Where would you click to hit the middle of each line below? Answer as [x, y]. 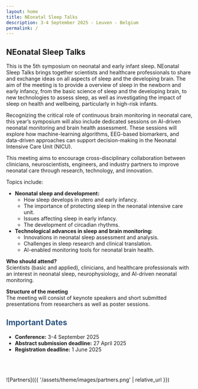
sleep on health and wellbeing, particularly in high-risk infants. [82, 104]
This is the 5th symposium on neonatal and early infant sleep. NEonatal [92, 66]
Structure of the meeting [37, 292]
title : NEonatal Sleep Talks [42, 17]
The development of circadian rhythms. [72, 225]
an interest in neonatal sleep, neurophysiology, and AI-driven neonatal [92, 274]
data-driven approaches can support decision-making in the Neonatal [91, 140]
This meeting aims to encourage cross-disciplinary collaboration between [96, 158]
